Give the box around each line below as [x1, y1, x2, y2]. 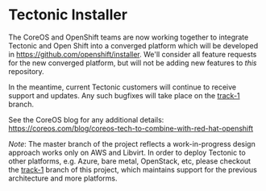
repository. [8, 66, 44, 76]
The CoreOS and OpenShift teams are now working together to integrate [8, 32, 249, 42]
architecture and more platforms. [8, 173, 118, 183]
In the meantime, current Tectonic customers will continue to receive [8, 82, 236, 92]
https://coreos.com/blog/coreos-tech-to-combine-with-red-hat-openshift [8, 123, 254, 133]
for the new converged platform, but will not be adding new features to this [8, 58, 257, 68]
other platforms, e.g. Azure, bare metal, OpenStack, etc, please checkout [8, 156, 251, 166]
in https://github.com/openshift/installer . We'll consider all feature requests [8, 49, 257, 59]
